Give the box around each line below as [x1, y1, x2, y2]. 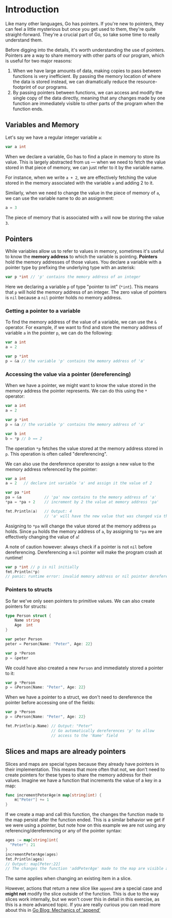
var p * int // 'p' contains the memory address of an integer [5, 274, 141, 280]
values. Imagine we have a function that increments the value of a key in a [5, 777, 161, 783]
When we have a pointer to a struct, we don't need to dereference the [5, 694, 153, 700]
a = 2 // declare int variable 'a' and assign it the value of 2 [5, 481, 153, 486]
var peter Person [5, 637, 42, 642]
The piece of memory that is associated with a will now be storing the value [5, 214, 164, 220]
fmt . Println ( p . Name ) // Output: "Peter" [5, 724, 93, 729]
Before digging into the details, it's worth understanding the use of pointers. [5, 47, 165, 53]
